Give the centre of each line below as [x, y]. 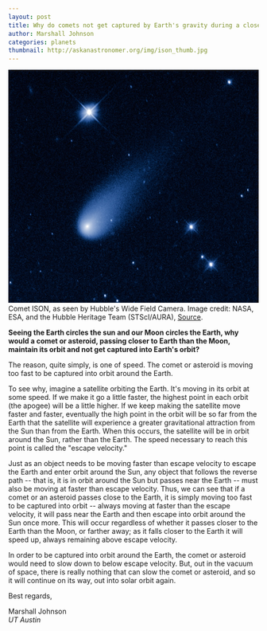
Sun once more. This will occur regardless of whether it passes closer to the [133, 523]
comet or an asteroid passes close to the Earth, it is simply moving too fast [130, 497]
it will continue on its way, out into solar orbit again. [92, 580]
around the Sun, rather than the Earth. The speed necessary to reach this [128, 439]
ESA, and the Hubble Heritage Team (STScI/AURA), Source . [106, 317]
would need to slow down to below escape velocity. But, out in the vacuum [131, 563]
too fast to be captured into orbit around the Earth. [91, 373]
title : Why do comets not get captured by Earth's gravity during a [124, 25]
